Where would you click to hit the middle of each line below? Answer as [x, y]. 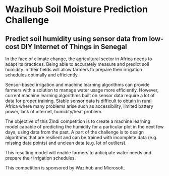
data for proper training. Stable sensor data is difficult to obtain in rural [78, 101]
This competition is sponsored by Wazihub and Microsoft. [65, 168]
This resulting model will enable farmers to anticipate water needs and [78, 152]
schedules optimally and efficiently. [42, 75]
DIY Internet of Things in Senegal [74, 47]
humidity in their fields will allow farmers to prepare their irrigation [74, 70]
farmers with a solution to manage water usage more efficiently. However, [82, 90]
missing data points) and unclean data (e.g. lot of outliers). [66, 143]
